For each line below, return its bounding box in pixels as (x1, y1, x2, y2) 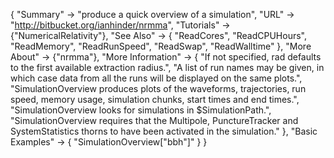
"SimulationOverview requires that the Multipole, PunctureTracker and (10, 115, 299, 126)
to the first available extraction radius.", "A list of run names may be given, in (10, 62, 325, 73)
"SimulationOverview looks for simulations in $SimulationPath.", (10, 104, 272, 116)
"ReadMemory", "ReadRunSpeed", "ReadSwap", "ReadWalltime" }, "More (10, 40, 312, 52)
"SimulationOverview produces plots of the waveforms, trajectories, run (10, 83, 307, 94)
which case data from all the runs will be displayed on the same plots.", (10, 72, 303, 84)
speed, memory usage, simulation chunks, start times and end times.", (10, 94, 300, 105)
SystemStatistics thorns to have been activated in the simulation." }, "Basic (10, 125, 318, 137)
